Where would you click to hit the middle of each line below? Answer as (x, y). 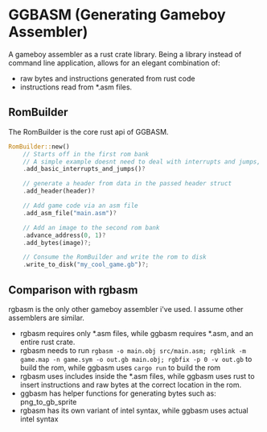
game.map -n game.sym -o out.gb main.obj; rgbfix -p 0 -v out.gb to (136, 359)
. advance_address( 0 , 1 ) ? (64, 235)
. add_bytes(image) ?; (57, 243)
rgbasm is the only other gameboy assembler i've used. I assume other (126, 309)
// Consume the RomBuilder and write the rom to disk (115, 257)
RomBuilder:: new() (39, 147)
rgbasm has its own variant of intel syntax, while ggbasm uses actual (134, 410)
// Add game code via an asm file (80, 206)
